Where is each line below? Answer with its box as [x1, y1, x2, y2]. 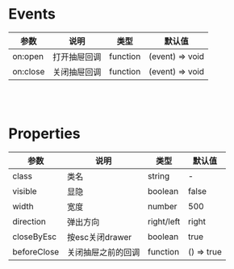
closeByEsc [12, 231, 57, 242]
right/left [148, 216, 181, 227]
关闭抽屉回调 [52, 66, 102, 78]
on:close [12, 65, 45, 77]
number [148, 200, 178, 212]
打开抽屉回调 [52, 51, 102, 62]
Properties [8, 124, 81, 143]
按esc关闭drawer [67, 231, 132, 242]
